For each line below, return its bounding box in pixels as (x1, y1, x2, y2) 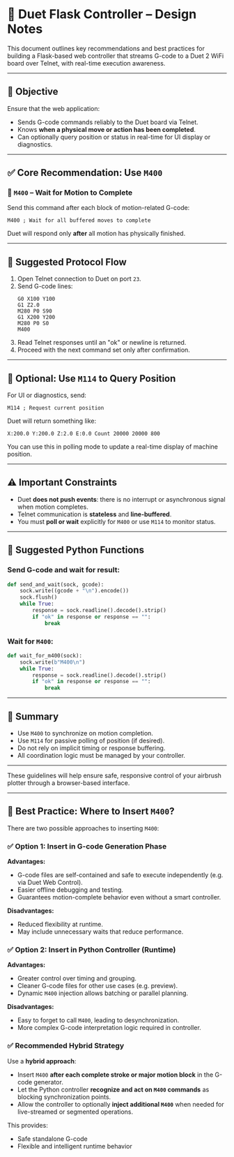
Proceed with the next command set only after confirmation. (17, 345, 190, 354)
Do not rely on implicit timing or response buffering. (17, 744, 166, 752)
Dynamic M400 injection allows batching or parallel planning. (17, 989, 189, 997)
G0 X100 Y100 (17, 296, 56, 303)
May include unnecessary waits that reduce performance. (17, 927, 184, 936)
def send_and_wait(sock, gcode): (7, 581, 104, 588)
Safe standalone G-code (17, 1134, 88, 1143)
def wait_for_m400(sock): (7, 652, 82, 659)
